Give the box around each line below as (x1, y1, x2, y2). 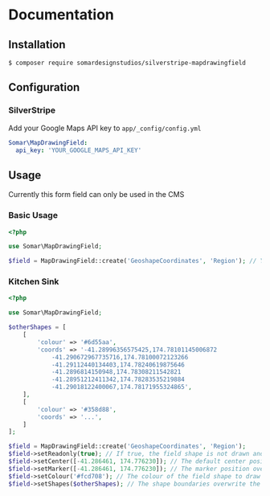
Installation (8, 38, 66, 51)
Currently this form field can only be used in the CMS (8, 190, 185, 199)
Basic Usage (8, 210, 59, 221)
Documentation (8, 6, 115, 24)
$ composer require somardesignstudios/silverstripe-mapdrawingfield (8, 59, 247, 67)
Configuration (8, 80, 80, 94)
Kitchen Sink (8, 276, 59, 287)
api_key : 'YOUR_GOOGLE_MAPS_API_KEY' (15, 146, 142, 154)
